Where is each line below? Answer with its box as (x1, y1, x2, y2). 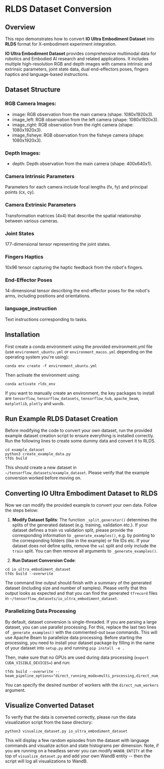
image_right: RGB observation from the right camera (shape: (12, 121, 134, 128)
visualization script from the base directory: (5, 720, 93, 725)
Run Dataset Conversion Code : (12, 558, 76, 563)
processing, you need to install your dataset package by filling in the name (5, 640, 155, 646)
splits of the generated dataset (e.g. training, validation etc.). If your (12, 522, 148, 528)
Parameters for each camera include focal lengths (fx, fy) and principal (5, 184, 148, 190)
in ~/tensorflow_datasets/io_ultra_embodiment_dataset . (5, 596, 119, 602)
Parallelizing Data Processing (5, 608, 76, 615)
